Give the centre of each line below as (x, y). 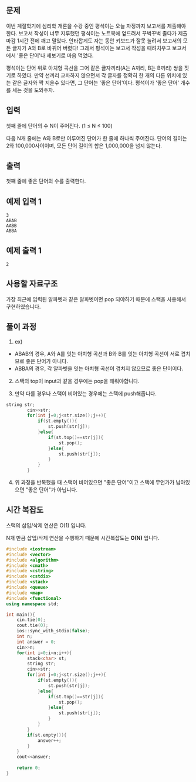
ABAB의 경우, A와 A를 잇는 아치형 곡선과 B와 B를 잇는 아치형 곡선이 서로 (97, 354)
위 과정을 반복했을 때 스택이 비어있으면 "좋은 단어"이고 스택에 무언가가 (94, 483)
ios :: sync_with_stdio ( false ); (54, 631)
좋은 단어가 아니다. (47, 361)
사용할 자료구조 (32, 284)
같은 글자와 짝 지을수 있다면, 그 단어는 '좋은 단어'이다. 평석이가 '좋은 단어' (96, 83)
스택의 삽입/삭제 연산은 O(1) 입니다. (46, 525)
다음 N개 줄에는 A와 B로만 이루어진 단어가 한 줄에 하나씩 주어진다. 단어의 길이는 (97, 138)
